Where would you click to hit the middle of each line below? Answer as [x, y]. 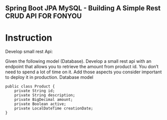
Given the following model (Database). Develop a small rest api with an [78, 61]
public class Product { [30, 87]
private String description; [45, 95]
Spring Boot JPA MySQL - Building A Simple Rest [83, 8]
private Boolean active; [40, 104]
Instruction [29, 38]
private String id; [35, 91]
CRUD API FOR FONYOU [44, 16]
